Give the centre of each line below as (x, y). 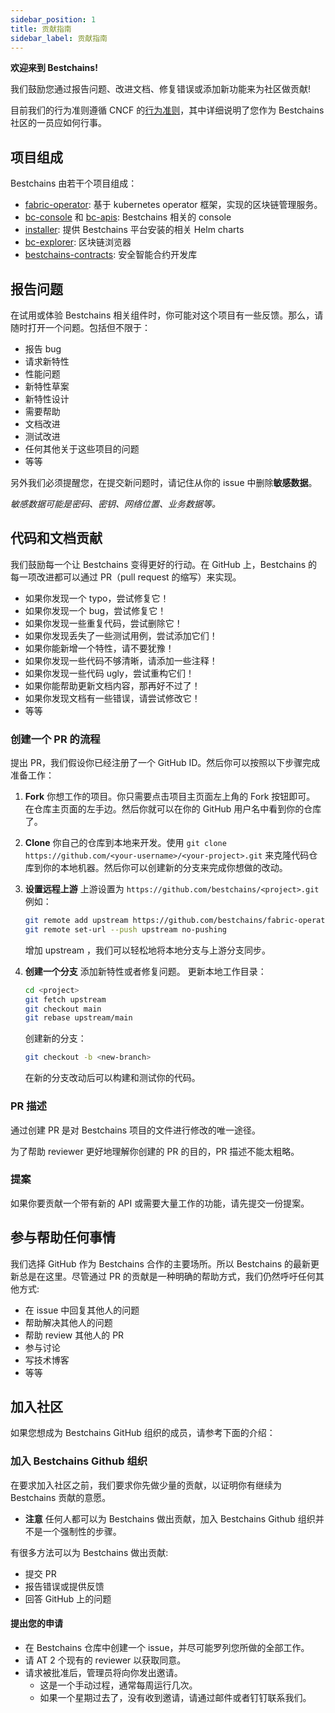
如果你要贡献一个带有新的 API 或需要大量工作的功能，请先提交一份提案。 (160, 1203)
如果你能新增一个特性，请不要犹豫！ (99, 648)
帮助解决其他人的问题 (68, 1322)
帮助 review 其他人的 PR (74, 1335)
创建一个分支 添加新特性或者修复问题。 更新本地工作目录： (145, 971)
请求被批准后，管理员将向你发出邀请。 (103, 1672)
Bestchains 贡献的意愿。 (61, 1497)
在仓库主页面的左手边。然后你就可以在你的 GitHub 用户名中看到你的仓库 (173, 809)
